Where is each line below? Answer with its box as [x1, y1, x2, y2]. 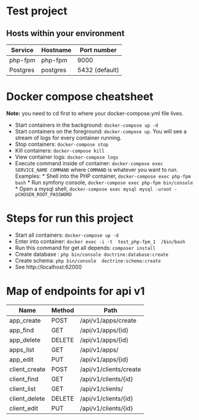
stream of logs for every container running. [14, 134, 122, 141]
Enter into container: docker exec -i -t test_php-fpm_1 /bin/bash [14, 237, 185, 245]
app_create [9, 316, 41, 324]
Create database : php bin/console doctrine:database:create [14, 251, 169, 258]
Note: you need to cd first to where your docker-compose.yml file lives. [6, 109, 184, 117]
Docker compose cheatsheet [6, 90, 154, 103]
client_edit [9, 404, 38, 412]
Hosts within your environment [6, 28, 125, 38]
